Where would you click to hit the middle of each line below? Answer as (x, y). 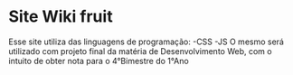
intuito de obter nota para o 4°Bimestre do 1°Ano (99, 61)
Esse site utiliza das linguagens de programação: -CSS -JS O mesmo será (146, 42)
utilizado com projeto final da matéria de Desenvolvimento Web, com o (140, 51)
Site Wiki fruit (61, 17)
